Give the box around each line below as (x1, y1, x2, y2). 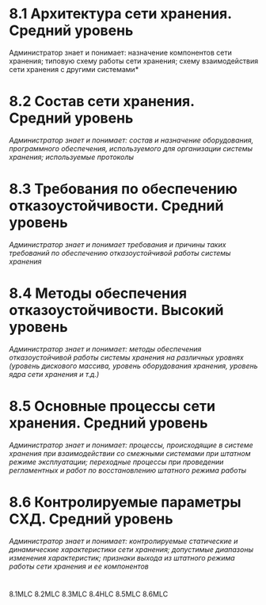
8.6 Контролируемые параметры (9, 493, 241, 511)
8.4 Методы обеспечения (9, 284, 188, 302)
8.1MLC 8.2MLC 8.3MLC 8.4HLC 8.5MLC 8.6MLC (9, 589, 169, 599)
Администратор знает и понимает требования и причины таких (9, 239, 226, 249)
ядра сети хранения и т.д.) (9, 369, 100, 379)
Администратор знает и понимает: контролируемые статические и (9, 536, 238, 546)
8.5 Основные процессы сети (9, 397, 216, 415)
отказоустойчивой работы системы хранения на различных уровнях (9, 352, 244, 362)
